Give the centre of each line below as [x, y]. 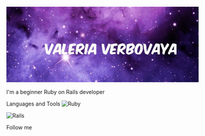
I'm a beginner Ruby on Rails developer [56, 91]
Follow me [19, 127]
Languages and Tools [34, 104]
